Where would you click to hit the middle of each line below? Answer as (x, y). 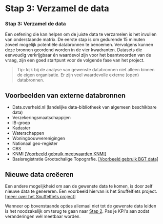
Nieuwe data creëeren (40, 174)
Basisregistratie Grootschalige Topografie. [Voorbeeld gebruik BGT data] (85, 159)
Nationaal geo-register (35, 143)
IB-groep (21, 123)
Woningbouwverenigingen (39, 138)
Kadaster (21, 128)
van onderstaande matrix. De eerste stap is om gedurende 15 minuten (75, 40)
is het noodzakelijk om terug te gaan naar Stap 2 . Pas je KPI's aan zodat (77, 211)
